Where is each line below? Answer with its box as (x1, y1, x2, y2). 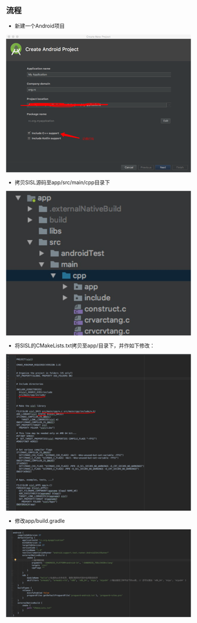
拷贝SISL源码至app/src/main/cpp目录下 (14, 179, 110, 186)
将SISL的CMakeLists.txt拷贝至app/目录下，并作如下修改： (14, 342, 155, 349)
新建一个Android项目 (14, 22, 65, 29)
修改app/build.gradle (14, 517, 65, 524)
